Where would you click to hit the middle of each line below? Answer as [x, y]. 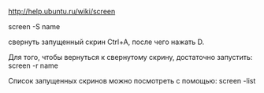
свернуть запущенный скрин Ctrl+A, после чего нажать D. [106, 42]
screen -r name [33, 65]
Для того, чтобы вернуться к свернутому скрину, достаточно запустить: [130, 57]
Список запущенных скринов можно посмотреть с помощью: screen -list [132, 81]
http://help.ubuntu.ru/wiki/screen [62, 11]
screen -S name [34, 26]
